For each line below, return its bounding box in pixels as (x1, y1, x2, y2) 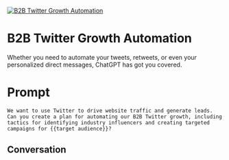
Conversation (7, 144, 67, 156)
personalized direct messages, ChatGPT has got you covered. (7, 60, 182, 69)
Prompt (7, 84, 50, 100)
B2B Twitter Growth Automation (7, 31, 192, 46)
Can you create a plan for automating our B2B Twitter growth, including (7, 113, 223, 120)
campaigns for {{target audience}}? (7, 125, 112, 132)
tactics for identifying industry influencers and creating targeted (7, 119, 210, 126)
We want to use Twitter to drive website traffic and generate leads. (7, 107, 213, 114)
